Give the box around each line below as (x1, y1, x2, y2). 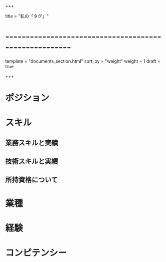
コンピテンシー (5, 247, 67, 258)
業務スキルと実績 (5, 138, 58, 147)
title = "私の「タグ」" (5, 13, 49, 19)
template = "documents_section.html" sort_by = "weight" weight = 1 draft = (5, 58, 160, 64)
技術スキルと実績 (5, 157, 58, 166)
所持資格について (5, 176, 58, 184)
